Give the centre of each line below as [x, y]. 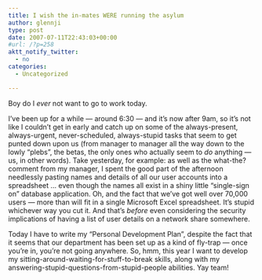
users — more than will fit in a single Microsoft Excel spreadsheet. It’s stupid [131, 202]
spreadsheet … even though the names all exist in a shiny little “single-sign [129, 185]
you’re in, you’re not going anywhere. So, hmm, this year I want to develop [128, 251]
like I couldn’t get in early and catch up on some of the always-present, [123, 127]
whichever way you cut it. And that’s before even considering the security [127, 210]
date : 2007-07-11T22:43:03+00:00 [63, 37]
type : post [26, 30]
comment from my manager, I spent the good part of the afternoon [116, 168]
